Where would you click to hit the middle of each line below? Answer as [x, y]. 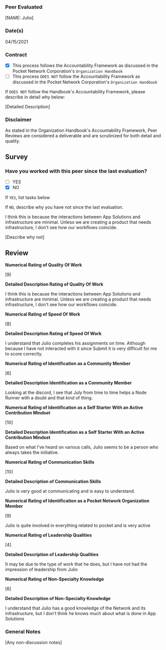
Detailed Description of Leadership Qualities [52, 554]
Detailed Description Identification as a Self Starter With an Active [75, 432]
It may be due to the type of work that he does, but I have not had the [76, 564]
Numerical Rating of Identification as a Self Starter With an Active [74, 407]
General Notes [23, 632]
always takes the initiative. [32, 452]
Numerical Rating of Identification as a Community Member [68, 363]
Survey [17, 157]
